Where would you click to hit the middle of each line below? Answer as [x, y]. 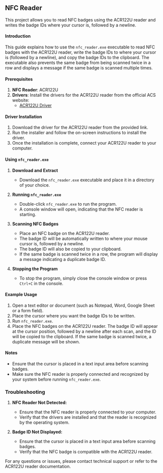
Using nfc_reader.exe [27, 160]
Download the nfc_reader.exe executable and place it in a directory [87, 180]
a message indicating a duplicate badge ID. [63, 259]
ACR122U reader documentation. [38, 467]
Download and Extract [35, 170]
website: [21, 100]
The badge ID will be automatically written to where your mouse [83, 238]
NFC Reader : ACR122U [35, 90]
